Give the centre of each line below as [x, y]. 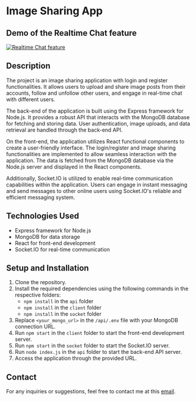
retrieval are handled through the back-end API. [64, 130]
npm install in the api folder [59, 301]
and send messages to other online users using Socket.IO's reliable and [94, 191]
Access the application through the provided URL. [76, 358]
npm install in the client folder [63, 307]
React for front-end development [55, 243]
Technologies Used [42, 216]
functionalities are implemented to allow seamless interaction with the [91, 154]
